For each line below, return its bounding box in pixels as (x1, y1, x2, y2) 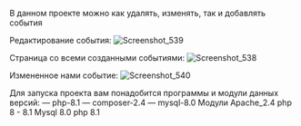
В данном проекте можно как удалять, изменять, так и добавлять (9, 8, 266, 18)
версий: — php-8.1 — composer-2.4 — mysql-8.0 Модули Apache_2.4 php (9, 97, 293, 108)
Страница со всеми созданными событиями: (9, 53, 186, 63)
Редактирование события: (9, 35, 112, 45)
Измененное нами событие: (9, 70, 119, 81)
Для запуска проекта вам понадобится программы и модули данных (9, 88, 279, 98)
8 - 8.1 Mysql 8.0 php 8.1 (9, 107, 100, 117)
